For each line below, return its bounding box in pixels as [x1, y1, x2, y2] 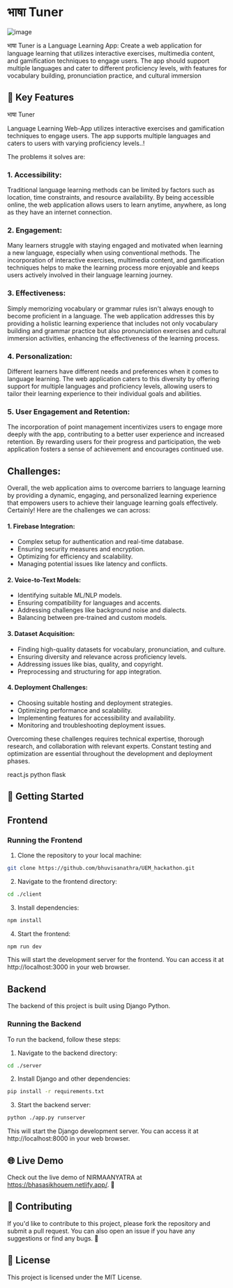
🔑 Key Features [7, 91, 75, 103]
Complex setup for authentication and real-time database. [17, 538, 184, 546]
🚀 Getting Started [7, 790, 84, 803]
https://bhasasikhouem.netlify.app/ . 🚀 [7, 1180, 115, 1189]
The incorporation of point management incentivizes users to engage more [7, 423, 223, 431]
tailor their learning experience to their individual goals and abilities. [7, 389, 202, 398]
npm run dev [7, 943, 42, 950]
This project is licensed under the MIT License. [7, 1273, 142, 1281]
